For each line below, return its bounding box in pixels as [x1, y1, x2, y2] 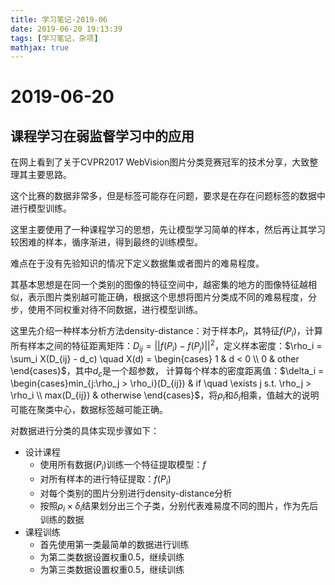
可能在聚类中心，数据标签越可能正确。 [10, 404, 168, 416]
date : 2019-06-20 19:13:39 [10, 24, 123, 34]
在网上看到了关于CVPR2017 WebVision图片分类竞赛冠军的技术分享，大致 [10, 156, 310, 168]
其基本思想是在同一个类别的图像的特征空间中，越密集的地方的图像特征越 [10, 279, 308, 291]
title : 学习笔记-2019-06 [10, 14, 108, 25]
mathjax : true [10, 42, 70, 53]
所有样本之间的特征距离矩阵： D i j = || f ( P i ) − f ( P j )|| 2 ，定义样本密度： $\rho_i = [10, 338, 323, 354]
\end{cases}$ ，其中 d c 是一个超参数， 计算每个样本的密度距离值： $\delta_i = [10, 364, 325, 379]
